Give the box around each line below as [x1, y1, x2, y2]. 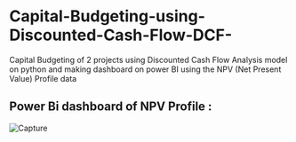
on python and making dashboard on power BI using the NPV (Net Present [9, 64, 282, 75]
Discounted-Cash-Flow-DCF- [9, 25, 233, 45]
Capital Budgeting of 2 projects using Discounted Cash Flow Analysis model [9, 54, 288, 65]
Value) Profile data [9, 73, 77, 83]
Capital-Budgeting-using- [9, 6, 206, 27]
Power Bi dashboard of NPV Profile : [9, 99, 212, 114]
